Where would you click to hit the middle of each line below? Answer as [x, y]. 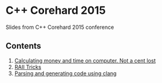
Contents [23, 46]
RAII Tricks [28, 67]
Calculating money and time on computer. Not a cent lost [85, 60]
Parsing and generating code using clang [65, 73]
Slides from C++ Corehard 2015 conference [60, 27]
